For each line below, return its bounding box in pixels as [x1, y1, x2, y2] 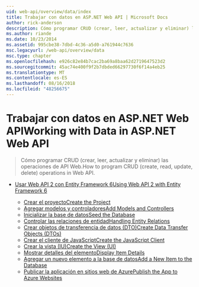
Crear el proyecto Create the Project [23, 198, 111, 206]
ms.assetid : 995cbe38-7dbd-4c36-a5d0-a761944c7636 [6, 42, 134, 48]
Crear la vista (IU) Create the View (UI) [23, 242, 117, 250]
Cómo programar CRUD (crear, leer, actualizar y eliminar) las [20, 156, 169, 163]
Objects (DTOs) [23, 230, 62, 237]
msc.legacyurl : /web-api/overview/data [6, 48, 105, 53]
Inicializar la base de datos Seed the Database [23, 211, 135, 218]
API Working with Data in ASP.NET [6, 124, 176, 138]
